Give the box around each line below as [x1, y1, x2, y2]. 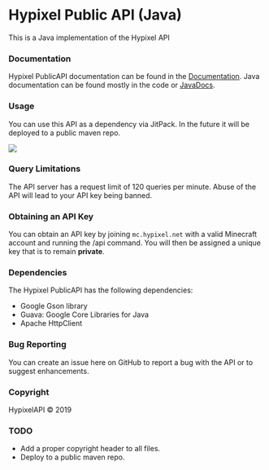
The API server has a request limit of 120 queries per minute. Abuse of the [8, 182, 257, 191]
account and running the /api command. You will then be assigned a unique [8, 238, 262, 248]
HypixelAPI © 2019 [8, 405, 72, 415]
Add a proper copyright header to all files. [20, 444, 161, 454]
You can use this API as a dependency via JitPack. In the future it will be [8, 119, 250, 129]
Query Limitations [8, 163, 81, 174]
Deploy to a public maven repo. [20, 452, 125, 462]
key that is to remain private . [8, 247, 105, 257]
